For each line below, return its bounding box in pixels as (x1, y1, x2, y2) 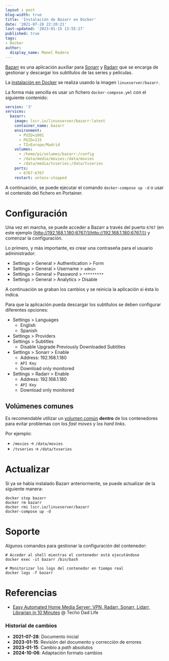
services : (5, 109, 26, 114)
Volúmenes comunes (5, 402, 74, 410)
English (20, 322, 36, 328)
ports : (14, 166, 28, 171)
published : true (5, 31, 40, 36)
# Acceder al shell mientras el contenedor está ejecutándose (5, 553, 140, 558)
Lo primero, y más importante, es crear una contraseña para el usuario (5, 245, 153, 251)
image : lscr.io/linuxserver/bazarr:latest (14, 118, 106, 124)
